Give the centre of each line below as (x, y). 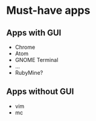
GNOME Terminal (37, 60)
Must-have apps (48, 11)
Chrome (25, 47)
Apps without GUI (40, 92)
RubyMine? (29, 73)
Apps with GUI (34, 33)
